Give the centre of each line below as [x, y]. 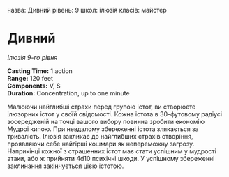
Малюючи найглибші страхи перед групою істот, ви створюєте [102, 107]
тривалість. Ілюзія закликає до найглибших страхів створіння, [100, 136]
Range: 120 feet [30, 78]
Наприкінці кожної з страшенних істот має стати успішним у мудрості [112, 151]
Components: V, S [34, 86]
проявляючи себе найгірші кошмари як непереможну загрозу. [101, 144]
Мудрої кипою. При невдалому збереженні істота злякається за [103, 129]
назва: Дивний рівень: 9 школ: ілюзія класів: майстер [87, 10]
